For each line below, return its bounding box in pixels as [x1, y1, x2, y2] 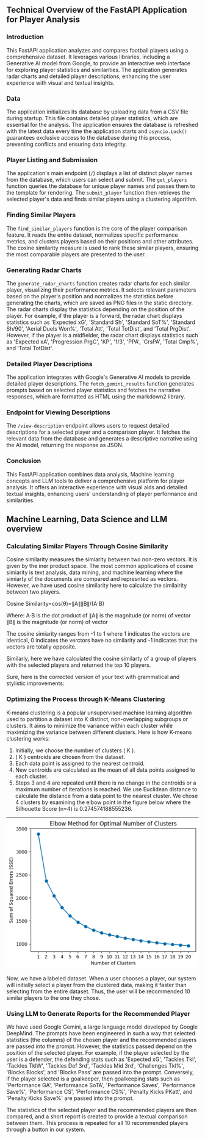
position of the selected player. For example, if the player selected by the [6, 1049, 190, 1057]
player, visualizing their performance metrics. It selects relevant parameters [6, 286, 196, 293]
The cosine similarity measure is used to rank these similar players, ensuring [6, 244, 199, 251]
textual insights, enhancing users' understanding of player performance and [6, 490, 198, 497]
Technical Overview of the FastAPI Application [6, 5, 187, 15]
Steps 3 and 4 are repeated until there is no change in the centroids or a [15, 779, 196, 786]
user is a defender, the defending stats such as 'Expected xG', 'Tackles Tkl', [6, 1055, 197, 1063]
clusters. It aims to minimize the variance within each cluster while [6, 722, 173, 729]
